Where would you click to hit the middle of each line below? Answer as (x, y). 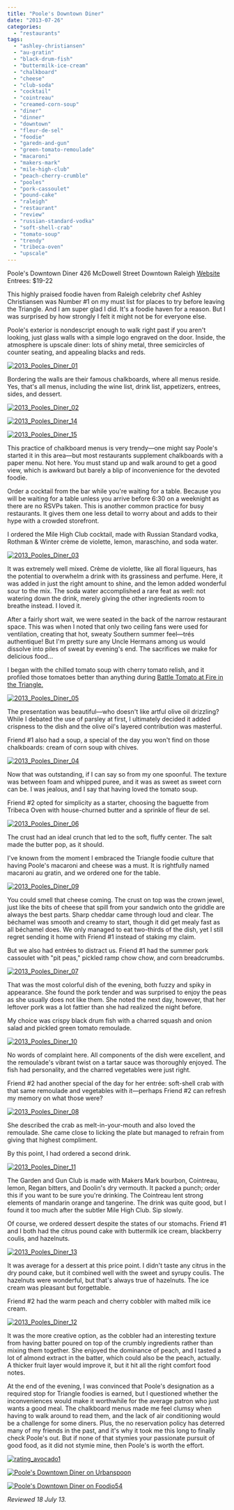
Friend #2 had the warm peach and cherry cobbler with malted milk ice (109, 1301)
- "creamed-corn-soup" (46, 105)
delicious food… (30, 656)
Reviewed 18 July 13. (37, 1499)
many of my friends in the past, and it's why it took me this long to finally (111, 1431)
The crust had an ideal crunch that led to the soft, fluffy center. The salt (110, 837)
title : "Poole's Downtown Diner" (56, 14)
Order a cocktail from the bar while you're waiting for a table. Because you (114, 491)
